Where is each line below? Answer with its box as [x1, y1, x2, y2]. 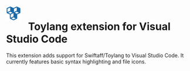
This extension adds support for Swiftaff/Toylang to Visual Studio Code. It [6, 52, 184, 59]
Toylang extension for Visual [28, 20, 171, 33]
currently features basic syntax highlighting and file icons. [6, 58, 147, 65]
